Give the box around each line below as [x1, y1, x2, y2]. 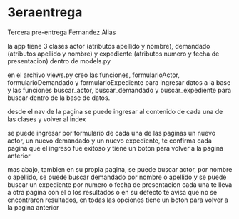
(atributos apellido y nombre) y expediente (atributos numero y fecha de [7, 49, 220, 58]
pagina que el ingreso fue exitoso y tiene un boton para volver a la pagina [7, 143, 223, 152]
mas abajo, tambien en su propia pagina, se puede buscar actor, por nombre [7, 165, 233, 173]
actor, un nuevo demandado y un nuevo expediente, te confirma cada [7, 136, 213, 145]
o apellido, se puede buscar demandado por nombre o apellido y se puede [7, 173, 227, 181]
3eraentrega [7, 4, 83, 21]
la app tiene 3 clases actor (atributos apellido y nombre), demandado [7, 41, 210, 50]
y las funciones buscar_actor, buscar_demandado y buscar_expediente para [7, 86, 232, 94]
